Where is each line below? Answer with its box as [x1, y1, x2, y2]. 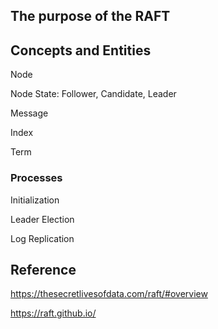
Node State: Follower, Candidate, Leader [10, 88, 177, 100]
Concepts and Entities [10, 42, 152, 59]
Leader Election [10, 213, 75, 225]
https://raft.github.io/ [10, 307, 97, 319]
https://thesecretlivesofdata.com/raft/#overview [10, 288, 208, 300]
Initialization [10, 194, 60, 206]
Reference [10, 261, 77, 278]
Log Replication [10, 232, 75, 244]
